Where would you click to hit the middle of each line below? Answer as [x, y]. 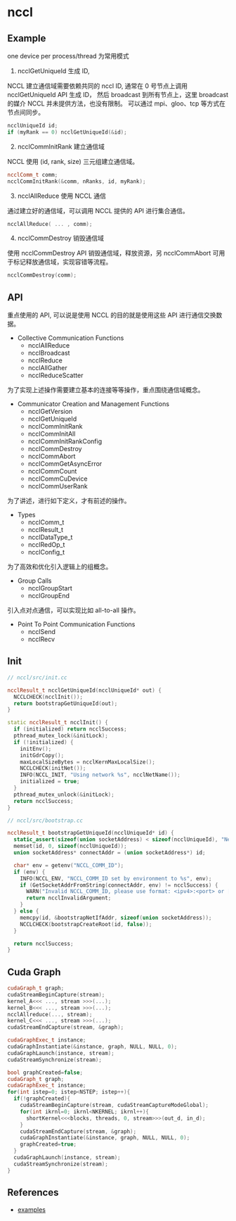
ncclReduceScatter [55, 375]
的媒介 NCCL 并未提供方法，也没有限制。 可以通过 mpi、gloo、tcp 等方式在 [117, 103]
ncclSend [42, 632]
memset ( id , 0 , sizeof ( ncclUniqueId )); [71, 846]
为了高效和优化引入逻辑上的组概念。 [60, 567]
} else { [26, 911]
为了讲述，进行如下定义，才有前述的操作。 [69, 501]
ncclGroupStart [50, 588]
